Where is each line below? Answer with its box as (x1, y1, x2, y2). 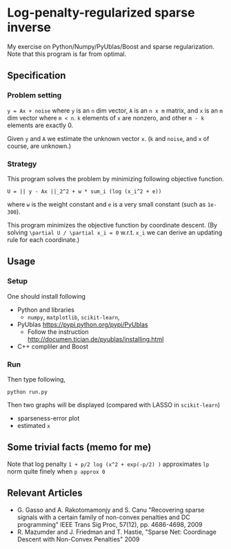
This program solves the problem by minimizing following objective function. (7, 174, 224, 183)
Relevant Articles (7, 487, 83, 499)
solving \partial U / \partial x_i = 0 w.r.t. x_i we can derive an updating (7, 228, 223, 236)
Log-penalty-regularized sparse (7, 5, 195, 21)
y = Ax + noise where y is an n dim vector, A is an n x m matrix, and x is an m (7, 106, 223, 115)
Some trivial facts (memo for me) (7, 441, 152, 454)
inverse (7, 19, 52, 35)
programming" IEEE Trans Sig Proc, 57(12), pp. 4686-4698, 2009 (17, 520, 203, 528)
